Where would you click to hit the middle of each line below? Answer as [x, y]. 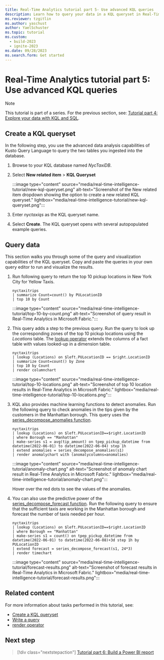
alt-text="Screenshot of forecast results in [114, 567]
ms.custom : [16, 37]
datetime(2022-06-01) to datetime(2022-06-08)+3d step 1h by [76, 540]
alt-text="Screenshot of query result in [112, 313]
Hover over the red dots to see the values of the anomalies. [72, 489]
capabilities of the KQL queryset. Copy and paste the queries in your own [79, 262]
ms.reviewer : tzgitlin [28, 19]
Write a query [26, 620]
